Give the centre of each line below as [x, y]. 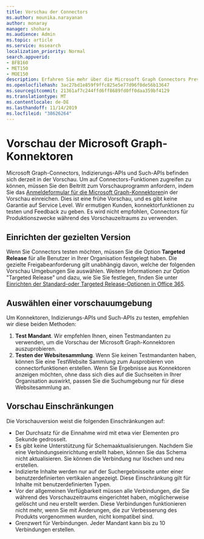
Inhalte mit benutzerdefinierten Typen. [63, 484]
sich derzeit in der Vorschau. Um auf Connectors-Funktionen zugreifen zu [99, 179]
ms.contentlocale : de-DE [38, 102]
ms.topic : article [29, 40]
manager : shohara [28, 29]
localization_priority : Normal [46, 52]
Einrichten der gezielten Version [69, 237]
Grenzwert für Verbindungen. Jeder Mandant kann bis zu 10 [90, 523]
